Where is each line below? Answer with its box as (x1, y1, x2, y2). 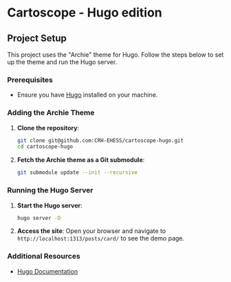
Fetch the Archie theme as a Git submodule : (16, 156, 145, 164)
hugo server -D (16, 214, 61, 221)
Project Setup (7, 32, 67, 44)
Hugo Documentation (16, 267, 78, 275)
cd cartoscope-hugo (16, 143, 74, 150)
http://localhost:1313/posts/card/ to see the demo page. (16, 234, 185, 243)
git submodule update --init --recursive (16, 169, 138, 177)
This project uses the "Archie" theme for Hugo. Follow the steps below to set (7, 50, 224, 59)
